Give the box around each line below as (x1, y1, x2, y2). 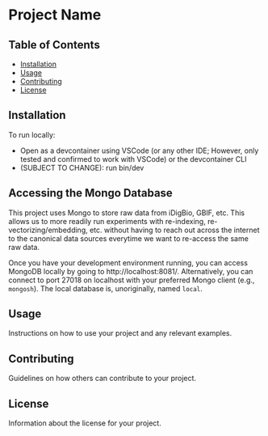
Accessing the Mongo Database (8, 186, 174, 200)
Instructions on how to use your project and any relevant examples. (8, 328, 232, 338)
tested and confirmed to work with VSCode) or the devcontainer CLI (19, 154, 247, 163)
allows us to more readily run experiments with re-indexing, (8, 216, 206, 226)
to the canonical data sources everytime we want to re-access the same (8, 233, 249, 243)
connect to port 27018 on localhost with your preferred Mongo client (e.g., (8, 275, 255, 285)
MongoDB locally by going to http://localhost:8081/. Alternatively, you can (8, 266, 253, 276)
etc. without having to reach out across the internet (89, 225, 260, 235)
